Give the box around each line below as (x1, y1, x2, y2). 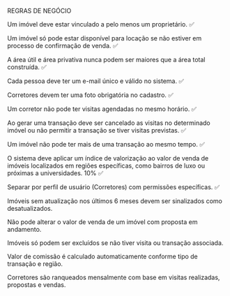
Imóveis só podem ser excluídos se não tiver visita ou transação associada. (7, 239, 224, 247)
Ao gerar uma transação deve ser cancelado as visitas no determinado (7, 119, 210, 127)
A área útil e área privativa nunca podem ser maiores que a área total (7, 56, 206, 64)
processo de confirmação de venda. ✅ (7, 42, 118, 50)
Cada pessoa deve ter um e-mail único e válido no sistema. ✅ (7, 77, 185, 85)
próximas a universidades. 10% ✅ (7, 169, 104, 177)
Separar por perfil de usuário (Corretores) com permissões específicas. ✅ (7, 183, 220, 191)
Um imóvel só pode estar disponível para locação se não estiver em (7, 34, 202, 42)
